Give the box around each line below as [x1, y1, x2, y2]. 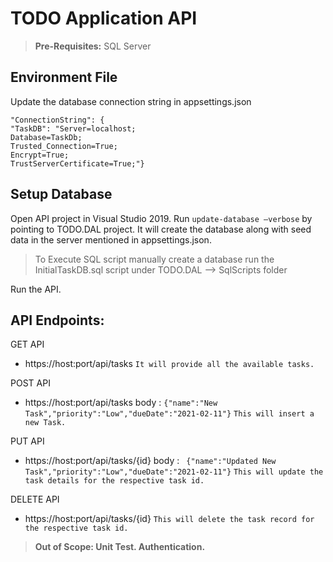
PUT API [10, 435, 45, 447]
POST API [10, 377, 51, 389]
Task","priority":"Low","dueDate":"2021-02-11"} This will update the [24, 467, 324, 477]
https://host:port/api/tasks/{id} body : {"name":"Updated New [24, 455, 277, 467]
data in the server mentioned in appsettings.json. [10, 233, 212, 246]
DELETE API [10, 493, 60, 506]
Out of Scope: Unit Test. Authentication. [34, 541, 206, 553]
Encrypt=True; [10, 150, 70, 160]
